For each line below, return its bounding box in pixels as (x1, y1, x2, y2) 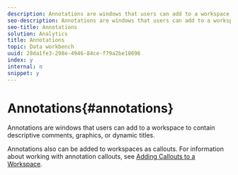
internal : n (7, 63, 42, 70)
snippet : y (7, 69, 40, 77)
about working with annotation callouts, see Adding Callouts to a (7, 152, 195, 161)
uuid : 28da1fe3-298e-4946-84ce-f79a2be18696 (7, 50, 141, 57)
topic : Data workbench (7, 43, 74, 50)
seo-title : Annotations (7, 23, 78, 30)
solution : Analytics (7, 30, 69, 38)
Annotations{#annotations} (7, 100, 174, 116)
